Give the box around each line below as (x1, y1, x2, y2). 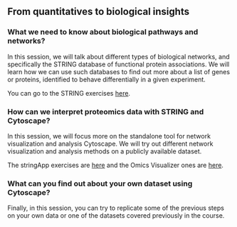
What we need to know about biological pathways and (7, 27, 199, 37)
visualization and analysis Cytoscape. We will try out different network (7, 139, 214, 148)
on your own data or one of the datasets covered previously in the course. (7, 211, 225, 220)
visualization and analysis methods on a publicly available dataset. (7, 146, 202, 156)
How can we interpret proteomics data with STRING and (7, 106, 204, 116)
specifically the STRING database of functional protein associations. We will (7, 60, 230, 69)
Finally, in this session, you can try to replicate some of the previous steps (7, 203, 224, 213)
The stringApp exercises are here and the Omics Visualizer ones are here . (7, 161, 224, 169)
